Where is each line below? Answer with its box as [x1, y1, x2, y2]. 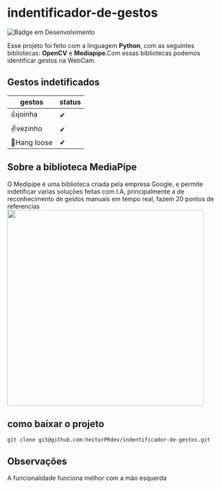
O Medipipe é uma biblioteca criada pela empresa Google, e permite [7, 180, 204, 188]
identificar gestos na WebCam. [7, 56, 96, 64]
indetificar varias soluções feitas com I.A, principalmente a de [7, 187, 185, 196]
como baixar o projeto [7, 418, 105, 430]
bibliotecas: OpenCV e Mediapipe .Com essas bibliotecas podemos [7, 49, 201, 57]
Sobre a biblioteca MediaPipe [7, 162, 137, 173]
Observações [7, 455, 68, 467]
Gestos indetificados [7, 77, 100, 88]
